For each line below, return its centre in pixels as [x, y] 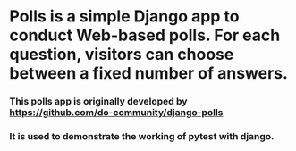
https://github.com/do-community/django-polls [116, 113]
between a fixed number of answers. [149, 74]
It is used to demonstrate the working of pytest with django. [142, 137]
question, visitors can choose [122, 55]
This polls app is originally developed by [98, 102]
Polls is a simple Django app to [124, 17]
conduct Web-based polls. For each [145, 35]
